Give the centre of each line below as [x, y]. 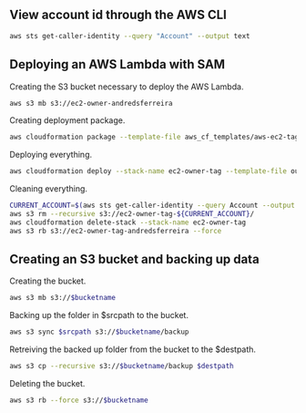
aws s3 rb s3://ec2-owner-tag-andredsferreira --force [116, 231]
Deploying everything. [51, 155]
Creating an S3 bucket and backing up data [134, 259]
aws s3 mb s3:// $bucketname [63, 298]
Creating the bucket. [48, 281]
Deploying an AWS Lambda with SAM [117, 64]
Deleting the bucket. [47, 384]
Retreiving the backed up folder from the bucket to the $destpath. [133, 349]
